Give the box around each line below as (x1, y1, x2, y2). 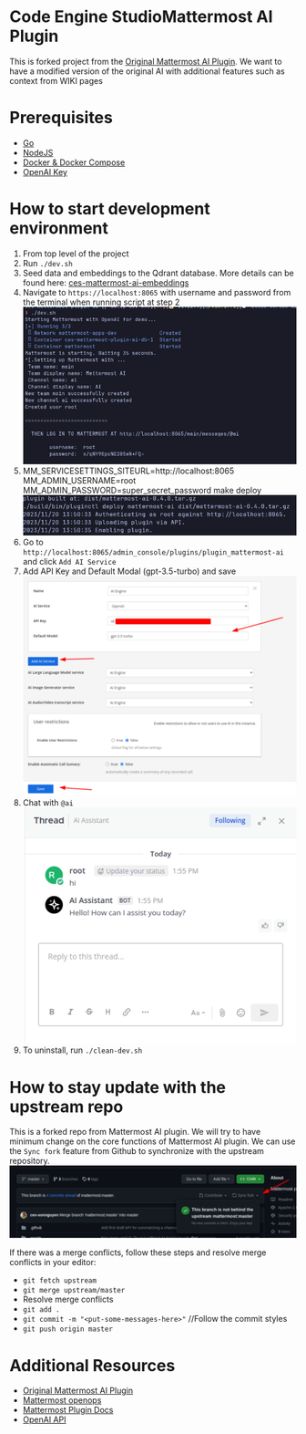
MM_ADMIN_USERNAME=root (22, 475, 137, 486)
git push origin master (22, 1325, 114, 1334)
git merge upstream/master (22, 1286, 126, 1295)
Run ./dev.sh (22, 257, 73, 268)
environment (9, 218, 109, 239)
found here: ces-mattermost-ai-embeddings (22, 276, 189, 288)
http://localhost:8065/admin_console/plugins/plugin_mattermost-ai (22, 548, 284, 557)
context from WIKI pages (9, 75, 103, 86)
